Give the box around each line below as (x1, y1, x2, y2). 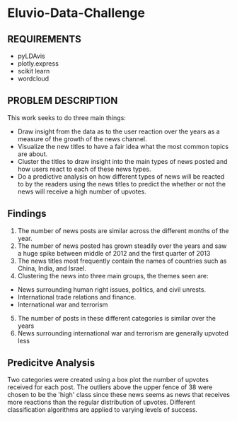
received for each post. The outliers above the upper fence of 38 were (7, 383, 213, 391)
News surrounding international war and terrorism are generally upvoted (17, 328, 229, 337)
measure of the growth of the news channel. (17, 134, 147, 143)
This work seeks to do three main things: (7, 113, 126, 121)
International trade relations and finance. (17, 292, 137, 301)
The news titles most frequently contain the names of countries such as (17, 256, 227, 265)
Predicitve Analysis (7, 357, 96, 369)
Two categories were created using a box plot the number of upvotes (7, 376, 209, 384)
